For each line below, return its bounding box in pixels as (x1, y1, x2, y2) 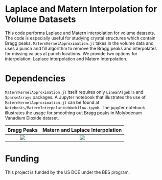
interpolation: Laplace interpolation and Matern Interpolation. (5, 56, 128, 61)
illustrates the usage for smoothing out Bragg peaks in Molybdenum (5, 110, 142, 116)
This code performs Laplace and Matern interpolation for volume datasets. (5, 30, 156, 36)
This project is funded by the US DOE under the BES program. (5, 169, 130, 175)
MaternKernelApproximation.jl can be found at (5, 99, 99, 105)
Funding (5, 153, 39, 164)
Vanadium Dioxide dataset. (5, 115, 59, 120)
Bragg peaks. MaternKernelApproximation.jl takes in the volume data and (5, 40, 154, 46)
